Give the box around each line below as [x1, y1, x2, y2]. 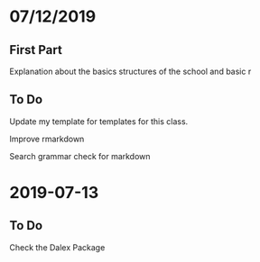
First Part [9, 42, 63, 58]
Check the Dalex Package [9, 241, 106, 253]
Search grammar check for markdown [9, 150, 151, 161]
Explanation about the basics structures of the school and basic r [9, 66, 252, 77]
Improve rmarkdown [9, 133, 85, 144]
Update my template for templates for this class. [9, 115, 189, 127]
